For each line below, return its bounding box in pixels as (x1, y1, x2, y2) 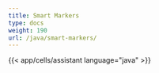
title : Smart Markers (8, 11, 80, 20)
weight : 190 (8, 26, 47, 34)
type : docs (8, 19, 44, 27)
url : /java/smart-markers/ (8, 33, 97, 42)
